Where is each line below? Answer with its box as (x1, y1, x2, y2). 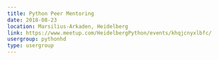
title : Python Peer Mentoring (7, 10, 95, 17)
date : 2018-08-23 (7, 17, 57, 23)
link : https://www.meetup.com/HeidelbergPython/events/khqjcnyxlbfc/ (7, 29, 212, 37)
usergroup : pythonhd (7, 36, 67, 43)
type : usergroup (7, 42, 54, 49)
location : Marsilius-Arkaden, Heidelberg (7, 23, 129, 30)
